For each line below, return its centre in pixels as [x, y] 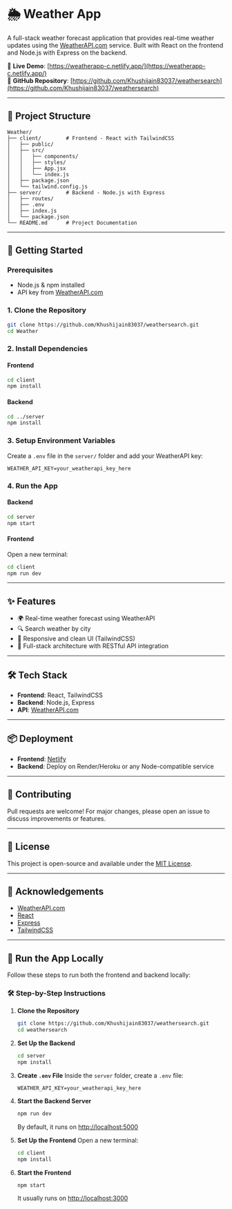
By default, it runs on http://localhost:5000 [78, 1127]
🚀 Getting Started [45, 250]
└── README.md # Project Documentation [72, 222]
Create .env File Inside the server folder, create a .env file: [100, 1075]
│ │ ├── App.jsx [37, 168]
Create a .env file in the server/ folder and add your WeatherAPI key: [105, 456]
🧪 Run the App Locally [55, 958]
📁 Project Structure [49, 116]
